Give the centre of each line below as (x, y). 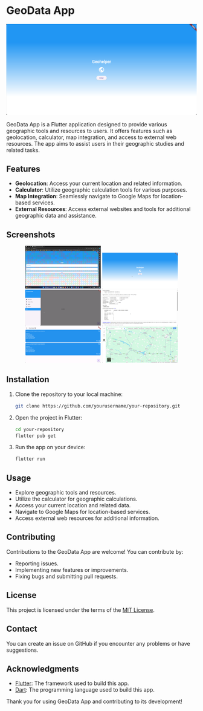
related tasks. (23, 150)
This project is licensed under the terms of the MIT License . (81, 610)
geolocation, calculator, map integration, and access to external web (92, 137)
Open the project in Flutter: (49, 417)
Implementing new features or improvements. (72, 570)
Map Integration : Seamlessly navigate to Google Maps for (87, 196)
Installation (28, 379)
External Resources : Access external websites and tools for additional (103, 209)
